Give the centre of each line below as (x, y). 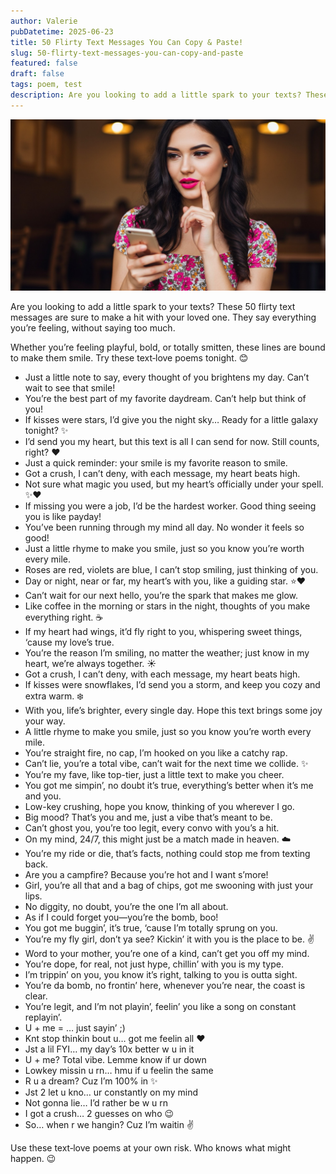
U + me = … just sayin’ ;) (75, 1028)
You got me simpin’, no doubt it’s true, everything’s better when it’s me (169, 786)
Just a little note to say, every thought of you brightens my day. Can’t (167, 377)
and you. (43, 796)
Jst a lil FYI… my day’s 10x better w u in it (109, 1049)
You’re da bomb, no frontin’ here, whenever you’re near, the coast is (165, 986)
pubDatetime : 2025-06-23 (62, 31)
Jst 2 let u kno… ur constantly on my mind (111, 1092)
